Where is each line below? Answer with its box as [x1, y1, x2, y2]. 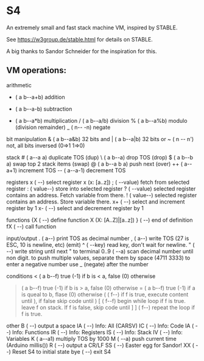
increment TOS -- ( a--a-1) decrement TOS [18, 166, 126, 174]
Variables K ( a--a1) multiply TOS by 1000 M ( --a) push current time [6, 335, 177, 342]
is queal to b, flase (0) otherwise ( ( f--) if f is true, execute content [21, 291, 189, 298]
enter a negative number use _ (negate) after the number [6, 260, 149, 268]
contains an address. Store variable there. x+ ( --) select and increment [6, 198, 185, 205]
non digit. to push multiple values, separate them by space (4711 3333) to [6, 254, 191, 261]
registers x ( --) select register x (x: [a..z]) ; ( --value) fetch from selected [6, 178, 190, 186]
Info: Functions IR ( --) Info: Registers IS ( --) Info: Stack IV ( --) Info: [12, 328, 183, 336]
